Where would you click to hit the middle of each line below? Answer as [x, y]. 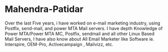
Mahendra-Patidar [44, 9]
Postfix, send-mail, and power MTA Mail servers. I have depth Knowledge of [84, 28]
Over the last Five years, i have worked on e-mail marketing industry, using [82, 23]
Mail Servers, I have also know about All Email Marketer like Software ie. [79, 39]
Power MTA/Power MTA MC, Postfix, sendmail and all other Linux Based [80, 33]
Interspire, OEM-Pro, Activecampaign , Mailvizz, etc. [59, 44]
